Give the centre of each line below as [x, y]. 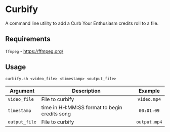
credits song [56, 113]
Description [86, 91]
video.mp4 [149, 99]
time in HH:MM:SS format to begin [82, 107]
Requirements [28, 39]
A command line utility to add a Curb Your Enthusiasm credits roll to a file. [82, 23]
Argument [22, 91]
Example [149, 91]
